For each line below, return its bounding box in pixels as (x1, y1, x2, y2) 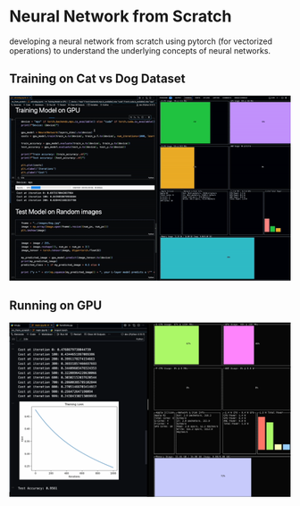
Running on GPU (9, 298, 103, 314)
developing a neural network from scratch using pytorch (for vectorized (9, 36, 273, 46)
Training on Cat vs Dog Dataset (9, 72, 186, 87)
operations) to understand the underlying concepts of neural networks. (9, 45, 271, 55)
